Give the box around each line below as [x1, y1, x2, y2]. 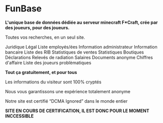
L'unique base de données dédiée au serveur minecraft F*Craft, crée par [5, 19, 158, 25]
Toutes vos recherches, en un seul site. [5, 34, 85, 40]
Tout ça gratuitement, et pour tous [5, 69, 77, 75]
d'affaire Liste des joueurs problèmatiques [5, 60, 92, 65]
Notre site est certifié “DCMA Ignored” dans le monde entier [5, 98, 128, 104]
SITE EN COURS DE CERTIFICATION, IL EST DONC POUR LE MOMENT [5, 108, 150, 114]
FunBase [5, 3, 42, 14]
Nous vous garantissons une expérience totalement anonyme [5, 88, 130, 94]
